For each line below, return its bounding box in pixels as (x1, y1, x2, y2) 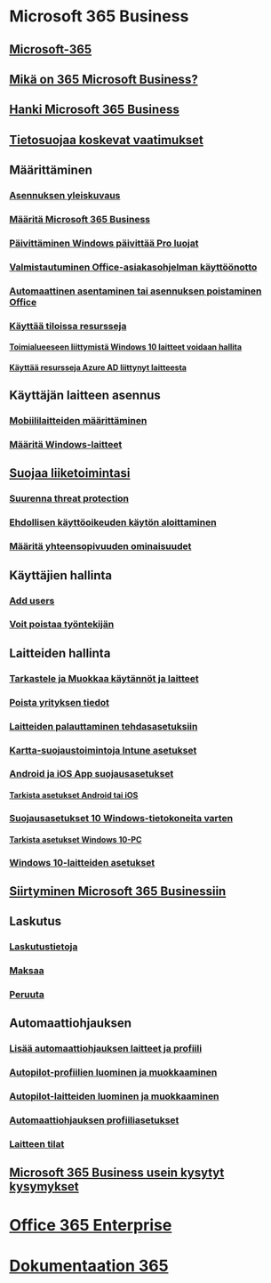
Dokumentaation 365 (9, 1255, 169, 1276)
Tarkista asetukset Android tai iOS (9, 790, 139, 801)
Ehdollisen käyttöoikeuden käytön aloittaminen (9, 516, 217, 529)
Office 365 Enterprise (9, 1214, 172, 1235)
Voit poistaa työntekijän (9, 618, 115, 631)
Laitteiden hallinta (9, 645, 111, 660)
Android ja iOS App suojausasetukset (9, 768, 174, 780)
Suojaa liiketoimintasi (9, 465, 131, 481)
